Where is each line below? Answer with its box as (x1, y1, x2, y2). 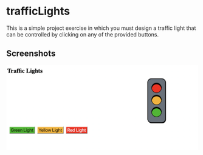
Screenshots (6, 49, 56, 59)
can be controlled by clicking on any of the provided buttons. (6, 30, 159, 38)
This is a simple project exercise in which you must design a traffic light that (6, 24, 196, 32)
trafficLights (6, 4, 71, 18)
